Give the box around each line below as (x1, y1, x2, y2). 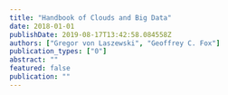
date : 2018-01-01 (9, 22, 75, 31)
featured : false (9, 64, 71, 73)
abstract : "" (9, 55, 59, 64)
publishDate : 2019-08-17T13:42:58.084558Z (9, 30, 172, 39)
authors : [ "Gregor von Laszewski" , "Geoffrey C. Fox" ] (9, 38, 221, 48)
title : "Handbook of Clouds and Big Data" (9, 13, 172, 23)
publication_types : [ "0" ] (9, 47, 107, 56)
